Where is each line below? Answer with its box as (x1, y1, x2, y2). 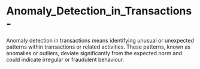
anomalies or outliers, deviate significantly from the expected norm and (6, 49, 183, 56)
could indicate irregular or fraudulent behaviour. (6, 56, 125, 63)
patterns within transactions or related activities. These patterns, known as (6, 43, 190, 50)
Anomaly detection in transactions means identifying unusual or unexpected (6, 37, 195, 44)
